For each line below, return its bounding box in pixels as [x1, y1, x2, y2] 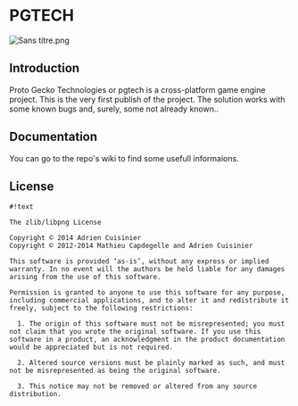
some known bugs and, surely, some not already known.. [9, 104, 219, 114]
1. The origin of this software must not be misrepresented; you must [17, 319, 286, 328]
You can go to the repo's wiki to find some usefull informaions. [9, 153, 239, 163]
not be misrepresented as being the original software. [9, 367, 221, 376]
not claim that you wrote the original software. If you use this [9, 327, 261, 336]
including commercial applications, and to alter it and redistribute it [9, 296, 290, 305]
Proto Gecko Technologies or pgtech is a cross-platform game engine [9, 84, 266, 95]
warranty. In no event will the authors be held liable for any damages [9, 265, 286, 274]
